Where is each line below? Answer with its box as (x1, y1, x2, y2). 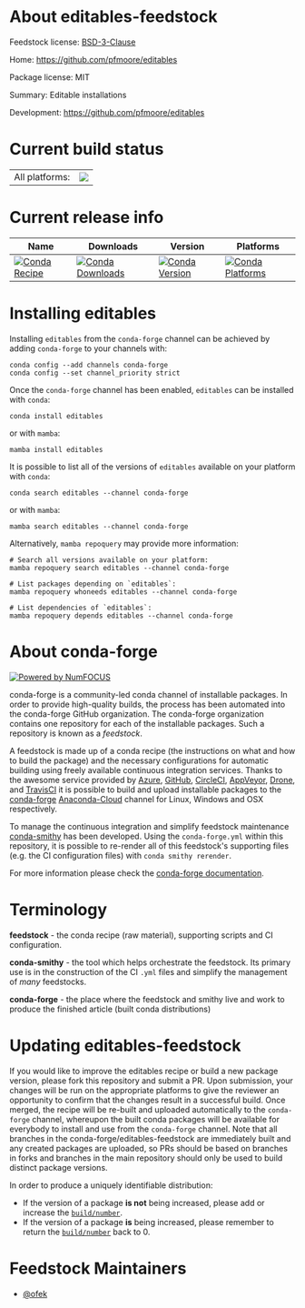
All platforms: (14, 170, 71, 183)
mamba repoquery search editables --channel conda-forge (9, 563, 230, 572)
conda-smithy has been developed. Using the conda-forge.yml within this (9, 830, 284, 841)
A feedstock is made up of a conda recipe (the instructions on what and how (9, 745, 296, 756)
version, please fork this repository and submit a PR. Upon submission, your (9, 1075, 293, 1086)
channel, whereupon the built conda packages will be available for (31, 1113, 280, 1124)
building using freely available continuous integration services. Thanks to (9, 764, 283, 775)
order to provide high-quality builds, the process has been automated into (9, 699, 286, 709)
